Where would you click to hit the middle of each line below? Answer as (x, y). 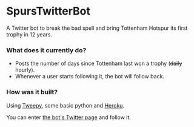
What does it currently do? (46, 50)
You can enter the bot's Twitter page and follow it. (69, 117)
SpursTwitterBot (48, 11)
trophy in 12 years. (29, 34)
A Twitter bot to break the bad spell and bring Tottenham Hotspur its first (97, 28)
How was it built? (32, 92)
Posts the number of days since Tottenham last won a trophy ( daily (99, 63)
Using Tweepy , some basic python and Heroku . (65, 105)
